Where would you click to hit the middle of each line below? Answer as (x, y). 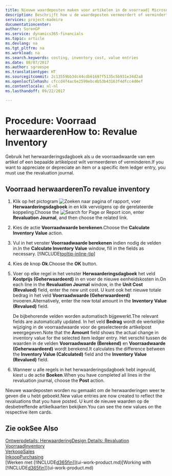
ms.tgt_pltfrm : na (25, 48)
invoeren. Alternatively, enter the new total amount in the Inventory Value (90, 301)
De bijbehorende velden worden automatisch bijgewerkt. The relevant (85, 316)
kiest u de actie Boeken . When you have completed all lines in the (81, 375)
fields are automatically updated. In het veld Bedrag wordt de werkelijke (89, 322)
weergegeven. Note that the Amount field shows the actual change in (85, 333)
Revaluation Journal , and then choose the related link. (70, 218)
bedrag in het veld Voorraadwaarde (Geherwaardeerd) (71, 295)
